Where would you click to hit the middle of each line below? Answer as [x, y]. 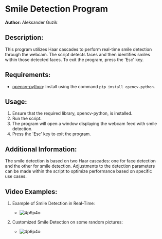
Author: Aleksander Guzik [31, 22]
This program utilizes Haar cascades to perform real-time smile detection [79, 49]
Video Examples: [31, 192]
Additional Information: [41, 149]
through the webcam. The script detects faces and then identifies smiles [78, 54]
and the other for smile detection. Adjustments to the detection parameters [80, 166]
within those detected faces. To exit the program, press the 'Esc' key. [74, 60]
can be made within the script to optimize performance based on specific [79, 171]
